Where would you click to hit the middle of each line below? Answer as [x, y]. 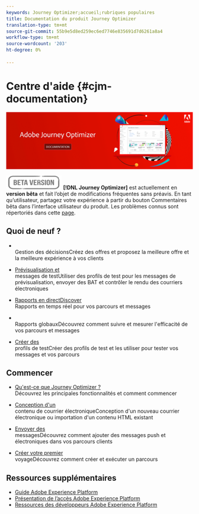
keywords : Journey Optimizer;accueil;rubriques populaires [81, 12]
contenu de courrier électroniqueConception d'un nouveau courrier [97, 411]
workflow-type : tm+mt [33, 38]
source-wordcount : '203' [37, 44]
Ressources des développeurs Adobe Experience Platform [86, 505]
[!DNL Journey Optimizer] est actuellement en [120, 187]
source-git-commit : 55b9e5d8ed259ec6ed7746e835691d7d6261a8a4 [84, 31]
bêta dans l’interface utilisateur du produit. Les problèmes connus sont [92, 206]
